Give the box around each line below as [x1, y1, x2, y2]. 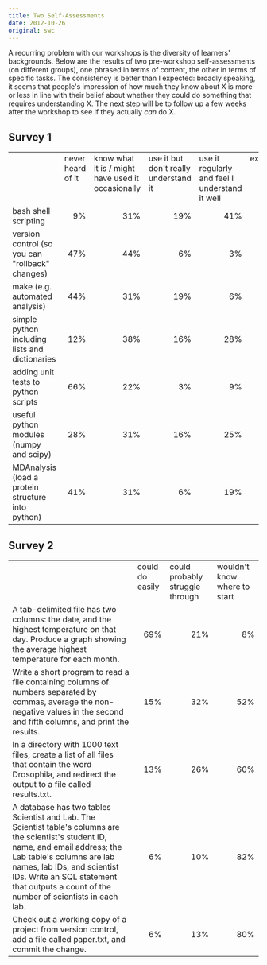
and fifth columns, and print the [12, 716, 130, 727]
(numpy [12, 439, 41, 450]
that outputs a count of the [12, 882, 111, 892]
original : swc [8, 26, 56, 34]
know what [94, 153, 135, 164]
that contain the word [12, 759, 92, 769]
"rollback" [12, 258, 50, 269]
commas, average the [12, 696, 94, 707]
